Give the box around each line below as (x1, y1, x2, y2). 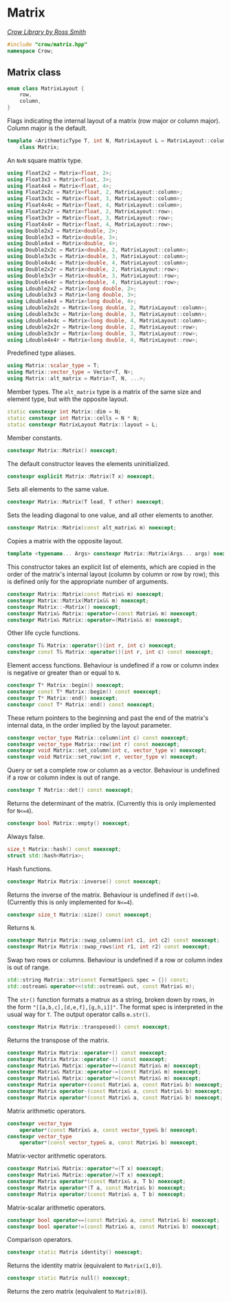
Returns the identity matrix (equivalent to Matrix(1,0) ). (7, 1261, 163, 1270)
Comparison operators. (7, 1236, 74, 1244)
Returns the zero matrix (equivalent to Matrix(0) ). (7, 1288, 148, 1296)
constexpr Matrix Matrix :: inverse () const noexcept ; (7, 878, 162, 885)
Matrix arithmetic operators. (7, 1107, 87, 1115)
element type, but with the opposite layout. (7, 395, 129, 403)
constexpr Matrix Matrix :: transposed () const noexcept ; (7, 1023, 170, 1030)
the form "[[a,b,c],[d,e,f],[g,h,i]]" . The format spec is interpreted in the (7, 1002, 223, 1011)
